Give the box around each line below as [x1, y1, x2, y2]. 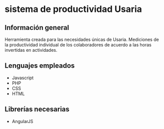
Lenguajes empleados [4, 61, 75, 70]
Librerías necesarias [4, 105, 70, 114]
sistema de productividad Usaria [4, 3, 143, 15]
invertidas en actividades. [4, 47, 58, 53]
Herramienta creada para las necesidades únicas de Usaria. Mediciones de [4, 36, 159, 42]
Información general [4, 23, 69, 32]
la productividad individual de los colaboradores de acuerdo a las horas [4, 42, 152, 48]
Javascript [11, 75, 34, 81]
